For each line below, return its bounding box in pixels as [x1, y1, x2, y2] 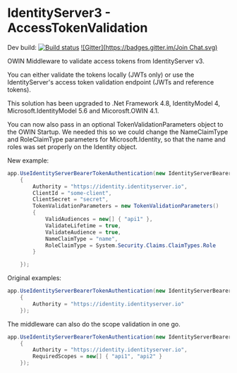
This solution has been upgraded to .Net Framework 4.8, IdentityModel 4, [7, 99, 221, 107]
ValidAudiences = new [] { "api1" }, [44, 216, 153, 223]
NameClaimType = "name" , [44, 235, 119, 242]
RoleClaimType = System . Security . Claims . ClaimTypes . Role [44, 241, 217, 249]
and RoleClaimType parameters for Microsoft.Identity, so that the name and [7, 135, 226, 144]
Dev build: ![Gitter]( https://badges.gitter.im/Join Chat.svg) [7, 43, 218, 51]
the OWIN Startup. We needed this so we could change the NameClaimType [7, 127, 229, 136]
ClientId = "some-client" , [32, 189, 112, 196]
